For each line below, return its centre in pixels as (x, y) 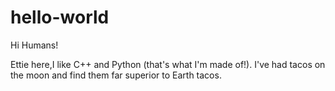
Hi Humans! (34, 45)
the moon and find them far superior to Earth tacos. (116, 75)
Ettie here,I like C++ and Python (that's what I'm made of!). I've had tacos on (168, 64)
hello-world (60, 17)
